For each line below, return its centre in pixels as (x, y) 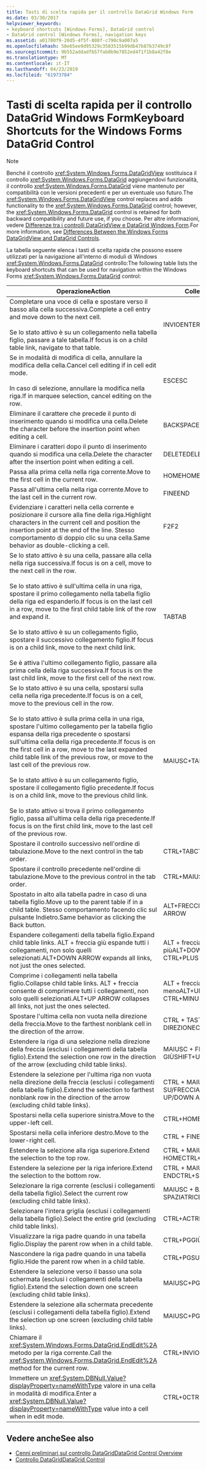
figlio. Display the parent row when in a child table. (81, 1244)
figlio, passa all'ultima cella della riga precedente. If (82, 818)
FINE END (177, 493)
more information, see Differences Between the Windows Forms (87, 232)
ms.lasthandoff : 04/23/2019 (42, 69)
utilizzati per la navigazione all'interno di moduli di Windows (82, 257)
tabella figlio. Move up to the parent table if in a (76, 902)
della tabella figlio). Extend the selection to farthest (82, 1090)
